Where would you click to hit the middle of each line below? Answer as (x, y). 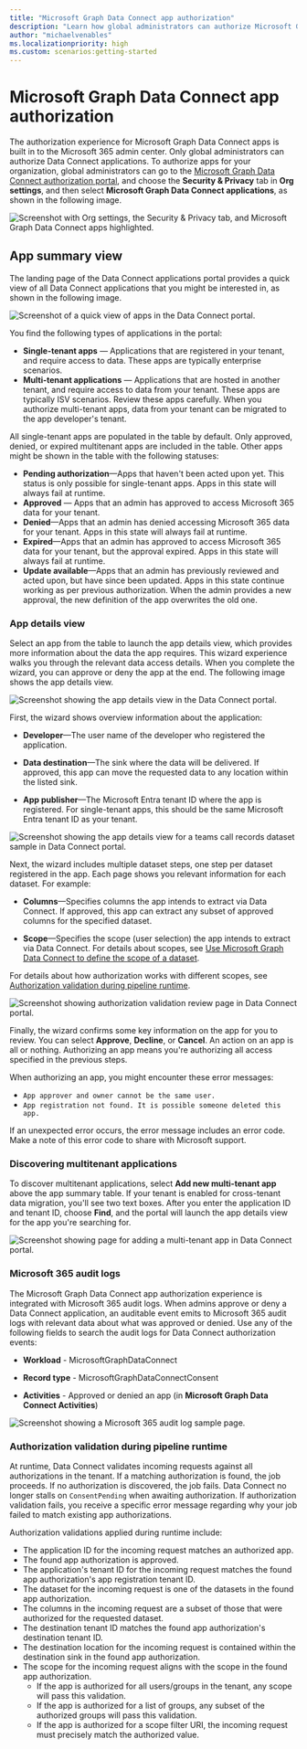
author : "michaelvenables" (61, 35)
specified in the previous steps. (69, 1060)
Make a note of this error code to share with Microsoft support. (128, 1140)
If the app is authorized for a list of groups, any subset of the (150, 1706)
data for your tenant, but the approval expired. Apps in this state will (150, 551)
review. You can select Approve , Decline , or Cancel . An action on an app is (152, 1040)
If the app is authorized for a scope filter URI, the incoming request (162, 1725)
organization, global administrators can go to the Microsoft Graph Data (143, 171)
